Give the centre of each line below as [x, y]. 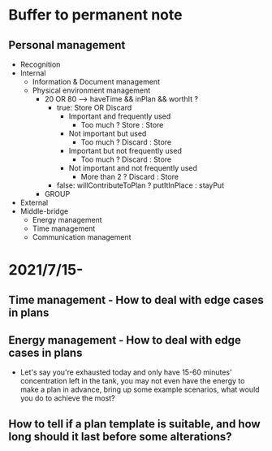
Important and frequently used [120, 116]
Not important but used [108, 133]
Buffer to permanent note [95, 15]
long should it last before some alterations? [121, 436]
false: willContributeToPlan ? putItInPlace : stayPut [140, 185]
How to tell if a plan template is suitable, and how [135, 424]
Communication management [82, 237]
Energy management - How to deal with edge [125, 340]
